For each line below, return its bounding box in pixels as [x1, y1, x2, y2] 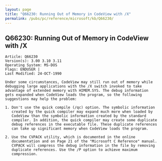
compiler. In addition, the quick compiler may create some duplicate [11, 118, 158, 123]
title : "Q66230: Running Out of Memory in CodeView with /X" [5, 12, 131, 16]
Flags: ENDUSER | [5, 67, 40, 72]
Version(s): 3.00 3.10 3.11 [5, 59, 62, 63]
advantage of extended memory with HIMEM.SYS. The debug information [5, 88, 149, 93]
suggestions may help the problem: [5, 97, 77, 102]
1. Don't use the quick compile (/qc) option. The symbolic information [5, 105, 155, 110]
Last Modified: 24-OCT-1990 [5, 71, 62, 76]
